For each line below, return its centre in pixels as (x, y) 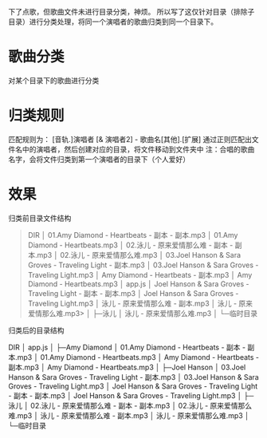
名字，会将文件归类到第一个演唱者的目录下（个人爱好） (99, 159)
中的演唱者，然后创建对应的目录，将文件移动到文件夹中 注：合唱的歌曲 (138, 149)
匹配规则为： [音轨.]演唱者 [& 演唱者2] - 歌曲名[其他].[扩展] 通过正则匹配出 (130, 139)
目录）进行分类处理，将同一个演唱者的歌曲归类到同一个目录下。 (113, 22)
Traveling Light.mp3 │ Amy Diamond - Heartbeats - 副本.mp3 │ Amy (140, 274)
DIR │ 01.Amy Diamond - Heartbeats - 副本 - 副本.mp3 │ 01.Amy (133, 235)
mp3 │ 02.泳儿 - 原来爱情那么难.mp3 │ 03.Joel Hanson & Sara (139, 255)
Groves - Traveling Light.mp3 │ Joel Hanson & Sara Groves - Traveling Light (133, 386)
